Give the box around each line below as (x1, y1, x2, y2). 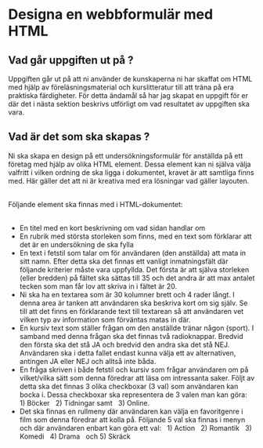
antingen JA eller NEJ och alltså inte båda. (19, 356, 157, 366)
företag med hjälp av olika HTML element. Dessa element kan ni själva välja (8, 159, 251, 169)
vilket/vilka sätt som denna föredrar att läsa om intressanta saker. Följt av (19, 373, 255, 382)
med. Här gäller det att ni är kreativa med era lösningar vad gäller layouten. (8, 176, 250, 185)
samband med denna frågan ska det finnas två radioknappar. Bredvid (19, 331, 244, 341)
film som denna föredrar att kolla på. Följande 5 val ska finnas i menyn (19, 414, 246, 424)
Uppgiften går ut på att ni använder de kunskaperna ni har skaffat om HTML (8, 75, 253, 83)
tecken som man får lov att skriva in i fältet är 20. (19, 281, 178, 291)
